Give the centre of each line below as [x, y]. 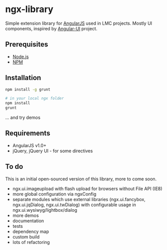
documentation [28, 221]
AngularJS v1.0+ [29, 145]
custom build [26, 237]
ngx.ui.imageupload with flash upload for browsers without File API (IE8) [87, 189]
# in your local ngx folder [35, 99]
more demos [26, 215]
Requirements [28, 133]
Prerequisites [27, 45]
